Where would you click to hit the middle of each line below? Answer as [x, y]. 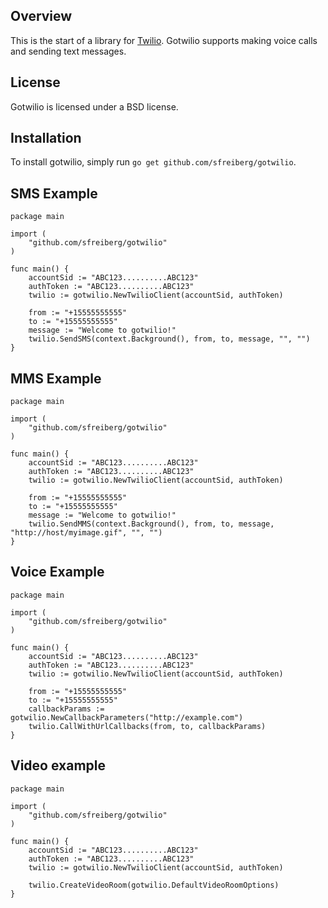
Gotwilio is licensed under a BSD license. [94, 106]
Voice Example [57, 572]
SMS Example [54, 193]
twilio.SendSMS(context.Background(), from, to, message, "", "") [169, 339]
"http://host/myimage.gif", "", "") [86, 533]
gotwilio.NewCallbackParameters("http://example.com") [127, 717]
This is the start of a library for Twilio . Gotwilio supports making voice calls [164, 40]
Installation [46, 138]
